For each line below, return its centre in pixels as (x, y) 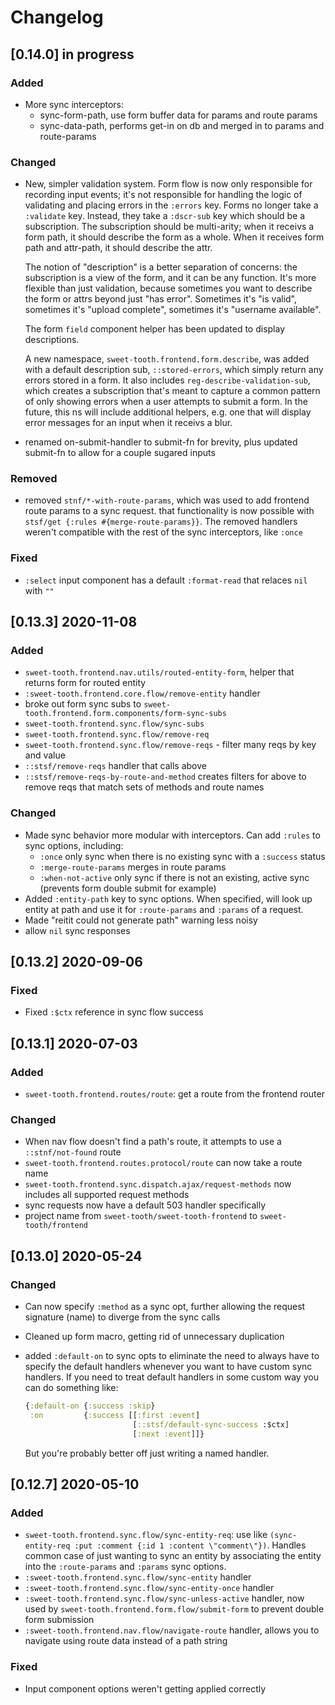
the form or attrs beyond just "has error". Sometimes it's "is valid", (161, 299)
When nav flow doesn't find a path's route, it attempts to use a (153, 1142)
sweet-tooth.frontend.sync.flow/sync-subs (114, 724)
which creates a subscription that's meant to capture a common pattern (172, 391)
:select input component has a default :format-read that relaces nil (166, 580)
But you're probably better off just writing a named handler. (147, 1453)
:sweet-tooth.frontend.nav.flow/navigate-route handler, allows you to (172, 1630)
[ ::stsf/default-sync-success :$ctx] (211, 1424)
